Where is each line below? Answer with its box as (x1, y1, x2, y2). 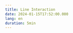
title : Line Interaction (5, 7, 55, 12)
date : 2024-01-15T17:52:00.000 (5, 12, 69, 16)
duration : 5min (5, 20, 36, 26)
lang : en (5, 16, 23, 21)
